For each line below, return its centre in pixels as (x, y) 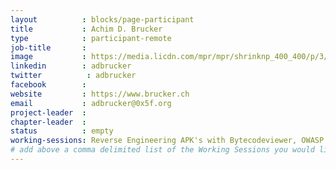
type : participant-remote (91, 38)
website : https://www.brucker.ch (100, 94)
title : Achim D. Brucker (86, 29)
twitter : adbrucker (73, 76)
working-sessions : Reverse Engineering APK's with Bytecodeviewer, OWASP (167, 141)
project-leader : (48, 112)
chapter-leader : (48, 122)
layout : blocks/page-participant (102, 19)
